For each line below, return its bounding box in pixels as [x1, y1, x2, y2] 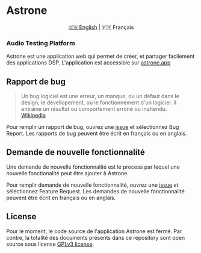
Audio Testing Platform [6, 39, 75, 47]
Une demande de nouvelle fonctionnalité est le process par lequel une [6, 163, 181, 170]
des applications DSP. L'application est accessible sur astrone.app [6, 59, 171, 66]
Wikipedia [20, 112, 46, 119]
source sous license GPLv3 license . [6, 240, 94, 248]
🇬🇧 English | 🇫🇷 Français [68, 23, 134, 31]
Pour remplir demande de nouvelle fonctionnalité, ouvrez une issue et [6, 181, 179, 189]
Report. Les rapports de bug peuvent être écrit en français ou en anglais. [6, 130, 187, 137]
